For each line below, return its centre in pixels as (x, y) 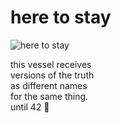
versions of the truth (52, 75)
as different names (49, 85)
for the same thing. (49, 96)
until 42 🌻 (30, 107)
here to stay (61, 17)
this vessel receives (51, 64)
